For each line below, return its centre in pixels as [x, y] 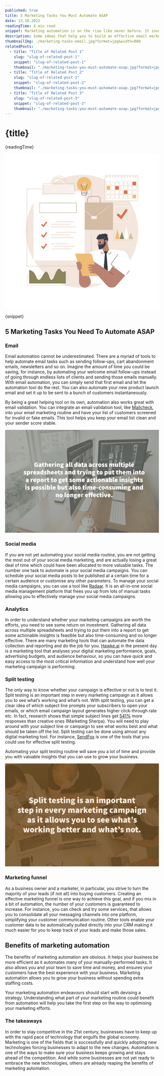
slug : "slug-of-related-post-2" [47, 78]
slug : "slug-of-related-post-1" [47, 57]
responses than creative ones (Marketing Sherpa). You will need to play [77, 721]
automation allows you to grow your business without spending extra [74, 978]
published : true [21, 10]
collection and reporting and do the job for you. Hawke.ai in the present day [81, 646]
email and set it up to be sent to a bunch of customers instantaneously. [76, 393]
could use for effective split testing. [41, 742]
